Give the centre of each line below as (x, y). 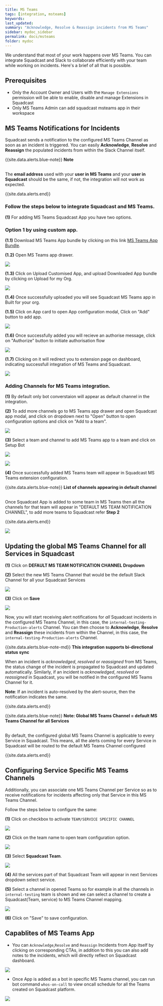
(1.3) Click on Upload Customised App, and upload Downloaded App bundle (81, 273)
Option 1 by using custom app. (41, 230)
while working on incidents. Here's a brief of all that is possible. (68, 65)
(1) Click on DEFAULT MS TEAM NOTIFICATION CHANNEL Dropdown (75, 565)
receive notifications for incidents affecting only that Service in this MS (76, 795)
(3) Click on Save (23, 599)
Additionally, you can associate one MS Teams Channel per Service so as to (81, 790)
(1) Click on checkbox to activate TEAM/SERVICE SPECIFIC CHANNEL (70, 819)
